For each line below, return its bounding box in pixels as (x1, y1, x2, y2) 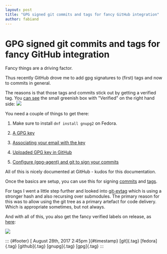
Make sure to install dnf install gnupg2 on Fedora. (12, 120, 118, 126)
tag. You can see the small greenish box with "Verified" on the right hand (5, 95, 155, 101)
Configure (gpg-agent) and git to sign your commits (12, 159, 119, 165)
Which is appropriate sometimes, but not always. (5, 204, 106, 210)
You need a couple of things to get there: (5, 111, 89, 117)
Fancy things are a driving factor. (5, 65, 73, 71)
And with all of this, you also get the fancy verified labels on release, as (5, 214, 152, 220)
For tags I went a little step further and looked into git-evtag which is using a (5, 188, 162, 194)
